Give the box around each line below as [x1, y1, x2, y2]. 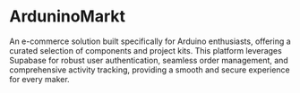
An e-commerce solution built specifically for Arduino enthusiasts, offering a [9, 36, 291, 46]
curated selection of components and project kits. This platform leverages [9, 45, 282, 55]
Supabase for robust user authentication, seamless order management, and [9, 55, 288, 65]
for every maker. [9, 73, 70, 84]
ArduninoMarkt [9, 6, 126, 27]
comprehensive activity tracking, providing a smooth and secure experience [9, 64, 290, 75]
